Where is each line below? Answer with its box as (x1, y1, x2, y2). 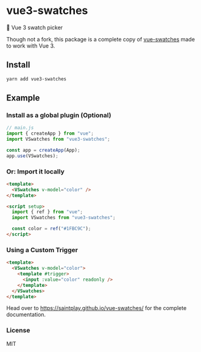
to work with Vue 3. (6, 42, 55, 49)
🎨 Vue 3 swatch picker (6, 24, 63, 31)
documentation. (6, 311, 46, 319)
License (6, 326, 30, 335)
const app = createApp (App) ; (6, 147, 80, 153)
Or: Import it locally (6, 167, 65, 175)
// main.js (6, 125, 34, 131)
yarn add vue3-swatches (6, 76, 67, 82)
